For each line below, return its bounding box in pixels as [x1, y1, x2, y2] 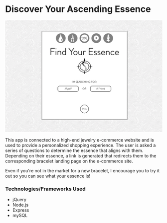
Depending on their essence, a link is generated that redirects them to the [5, 152, 157, 158]
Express [12, 207, 29, 213]
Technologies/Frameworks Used [5, 185, 86, 192]
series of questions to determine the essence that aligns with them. [5, 148, 144, 153]
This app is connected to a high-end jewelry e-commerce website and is [5, 137, 155, 143]
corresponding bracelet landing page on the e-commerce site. [5, 158, 133, 164]
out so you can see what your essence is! [5, 173, 91, 179]
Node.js [12, 202, 29, 208]
